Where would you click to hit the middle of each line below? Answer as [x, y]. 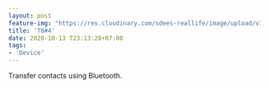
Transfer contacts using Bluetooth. [65, 76]
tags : [17, 46]
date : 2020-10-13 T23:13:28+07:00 [66, 38]
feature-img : [30, 23]
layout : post [30, 16]
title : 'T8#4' [32, 30]
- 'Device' [26, 53]
